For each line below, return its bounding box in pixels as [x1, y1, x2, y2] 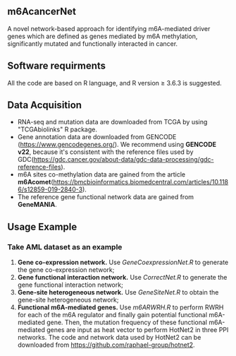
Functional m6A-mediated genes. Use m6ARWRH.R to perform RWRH [17, 303, 224, 311]
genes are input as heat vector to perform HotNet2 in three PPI [46, 326, 229, 334]
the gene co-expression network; [17, 266, 115, 274]
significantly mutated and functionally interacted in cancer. [7, 39, 178, 48]
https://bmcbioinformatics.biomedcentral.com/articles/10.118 [52, 178, 229, 186]
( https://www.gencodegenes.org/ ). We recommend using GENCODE [17, 141, 217, 149]
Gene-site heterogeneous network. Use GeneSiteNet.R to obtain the [17, 288, 219, 297]
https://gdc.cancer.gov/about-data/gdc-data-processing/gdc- [33, 155, 214, 164]
